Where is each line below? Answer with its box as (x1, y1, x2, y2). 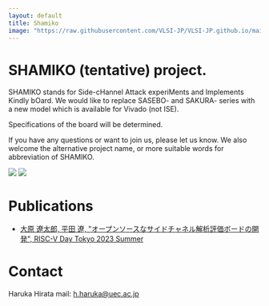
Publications (8, 197, 94, 215)
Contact (8, 263, 63, 280)
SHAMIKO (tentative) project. (8, 61, 207, 79)
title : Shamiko (8, 19, 59, 27)
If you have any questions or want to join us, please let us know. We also (8, 135, 247, 145)
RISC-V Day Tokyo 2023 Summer (34, 234, 144, 244)
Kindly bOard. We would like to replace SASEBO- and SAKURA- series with (8, 96, 255, 105)
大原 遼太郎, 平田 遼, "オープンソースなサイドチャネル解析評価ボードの (19, 225, 252, 234)
